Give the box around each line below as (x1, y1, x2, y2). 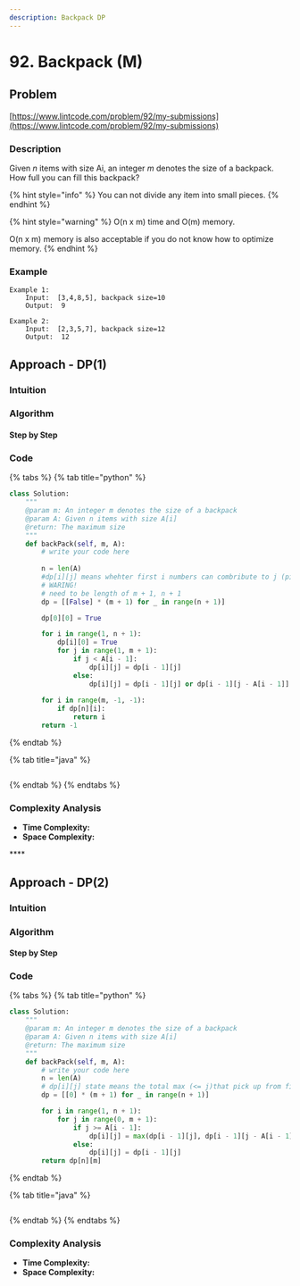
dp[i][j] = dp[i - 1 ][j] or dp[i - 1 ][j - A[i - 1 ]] (88, 680, 290, 689)
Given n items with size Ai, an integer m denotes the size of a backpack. (9, 163, 274, 173)
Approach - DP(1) (9, 356, 107, 372)
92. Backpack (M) (9, 51, 144, 71)
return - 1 (41, 721, 78, 731)
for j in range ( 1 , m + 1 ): (56, 647, 158, 656)
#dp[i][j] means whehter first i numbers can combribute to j (41, 572, 278, 581)
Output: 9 (25, 301, 66, 311)
